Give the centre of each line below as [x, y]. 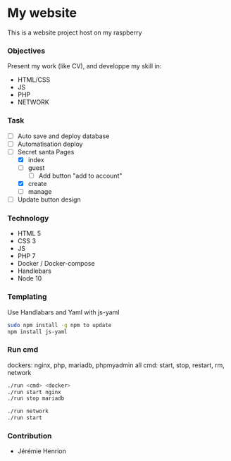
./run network [28, 411]
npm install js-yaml [38, 332]
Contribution [30, 436]
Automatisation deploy [50, 144]
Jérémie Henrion [42, 451]
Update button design [49, 199]
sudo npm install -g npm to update [60, 325]
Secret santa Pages [46, 152]
